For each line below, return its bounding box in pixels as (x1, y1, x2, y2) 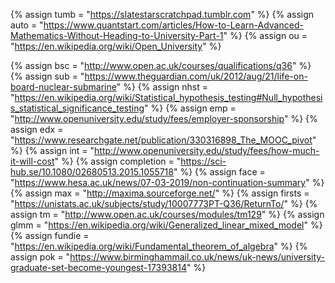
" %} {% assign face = (173, 166, 266, 178)
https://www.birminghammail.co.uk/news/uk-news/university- (69, 251, 326, 263)
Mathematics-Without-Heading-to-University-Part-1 (10, 30, 224, 41)
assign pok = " (10, 251, 71, 263)
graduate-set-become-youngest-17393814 (10, 262, 187, 273)
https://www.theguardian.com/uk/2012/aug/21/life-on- (84, 70, 308, 82)
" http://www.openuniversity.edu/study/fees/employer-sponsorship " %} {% (10, 113, 318, 124)
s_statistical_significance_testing (10, 102, 145, 114)
